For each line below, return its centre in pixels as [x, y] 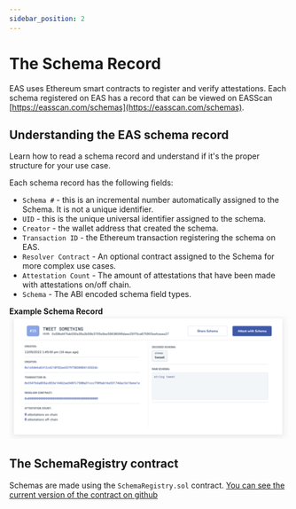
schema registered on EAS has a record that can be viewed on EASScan [141, 98]
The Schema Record [85, 63]
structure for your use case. [60, 166]
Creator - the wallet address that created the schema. [120, 228]
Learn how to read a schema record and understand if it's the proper [134, 156]
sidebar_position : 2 [47, 19]
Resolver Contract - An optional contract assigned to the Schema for [148, 256]
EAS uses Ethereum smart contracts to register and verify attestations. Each [148, 88]
